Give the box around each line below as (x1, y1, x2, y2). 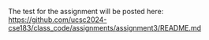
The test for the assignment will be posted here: (8, 7, 164, 16)
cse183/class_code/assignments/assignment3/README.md (8, 24, 202, 32)
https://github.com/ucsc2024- (8, 15, 107, 24)
